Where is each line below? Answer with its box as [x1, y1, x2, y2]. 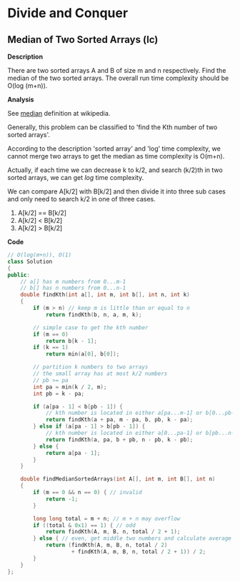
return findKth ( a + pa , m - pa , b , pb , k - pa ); [45, 416, 194, 423]
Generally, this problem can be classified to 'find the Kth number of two [7, 123, 218, 131]
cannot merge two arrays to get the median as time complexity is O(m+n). [7, 152, 225, 160]
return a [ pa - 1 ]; [45, 449, 101, 456]
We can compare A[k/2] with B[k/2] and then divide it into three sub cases [7, 187, 226, 196]
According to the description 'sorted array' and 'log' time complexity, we [7, 144, 221, 153]
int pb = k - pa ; [33, 390, 84, 397]
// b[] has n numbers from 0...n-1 [20, 284, 126, 292]
